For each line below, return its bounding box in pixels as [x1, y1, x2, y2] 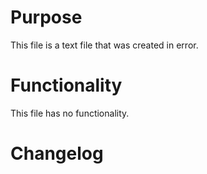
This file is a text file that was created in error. [10, 39, 199, 51]
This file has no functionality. [10, 107, 130, 119]
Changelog [10, 142, 104, 165]
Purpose [10, 6, 83, 29]
